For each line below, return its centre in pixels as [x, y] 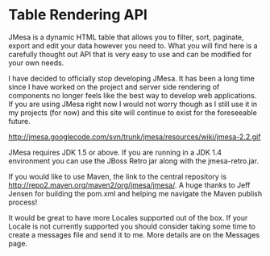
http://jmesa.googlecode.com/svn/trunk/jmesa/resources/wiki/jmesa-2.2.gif [135, 136]
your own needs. [36, 63]
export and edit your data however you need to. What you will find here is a [133, 45]
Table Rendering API [78, 15]
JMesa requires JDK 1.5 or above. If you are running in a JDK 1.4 [115, 152]
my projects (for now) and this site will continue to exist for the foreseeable [133, 112]
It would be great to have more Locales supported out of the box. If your [128, 217]
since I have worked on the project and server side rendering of [114, 87]
